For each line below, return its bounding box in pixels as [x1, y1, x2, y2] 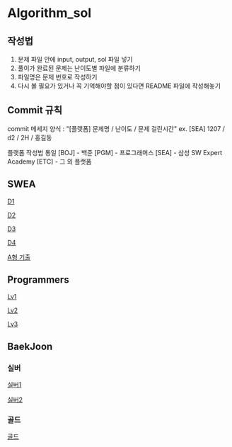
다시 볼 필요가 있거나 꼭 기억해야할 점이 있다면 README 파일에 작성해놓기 [17, 81, 221, 90]
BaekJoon [7, 340, 53, 352]
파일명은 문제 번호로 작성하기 [17, 73, 98, 81]
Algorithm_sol [7, 5, 92, 21]
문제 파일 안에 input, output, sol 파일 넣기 [17, 55, 133, 63]
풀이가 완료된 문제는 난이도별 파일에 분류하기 [17, 64, 141, 72]
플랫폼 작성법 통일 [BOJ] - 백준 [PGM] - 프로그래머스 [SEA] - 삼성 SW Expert [7, 148, 223, 157]
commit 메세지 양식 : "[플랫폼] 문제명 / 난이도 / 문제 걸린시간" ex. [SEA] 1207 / [7, 124, 225, 132]
